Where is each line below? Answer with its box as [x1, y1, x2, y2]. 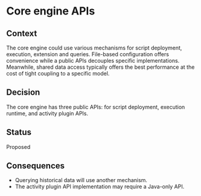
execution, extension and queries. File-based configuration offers [6, 51, 169, 58]
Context [6, 28, 37, 39]
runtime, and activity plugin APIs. [6, 110, 89, 117]
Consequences [6, 161, 65, 171]
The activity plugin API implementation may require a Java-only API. [14, 183, 185, 191]
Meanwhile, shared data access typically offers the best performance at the [6, 63, 195, 71]
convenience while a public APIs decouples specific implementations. [6, 57, 180, 64]
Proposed [6, 143, 31, 150]
